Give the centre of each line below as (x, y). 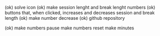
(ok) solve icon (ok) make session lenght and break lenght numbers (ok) (80, 7)
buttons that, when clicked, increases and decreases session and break (80, 13)
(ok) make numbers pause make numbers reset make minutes (69, 28)
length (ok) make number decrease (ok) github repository (65, 18)
